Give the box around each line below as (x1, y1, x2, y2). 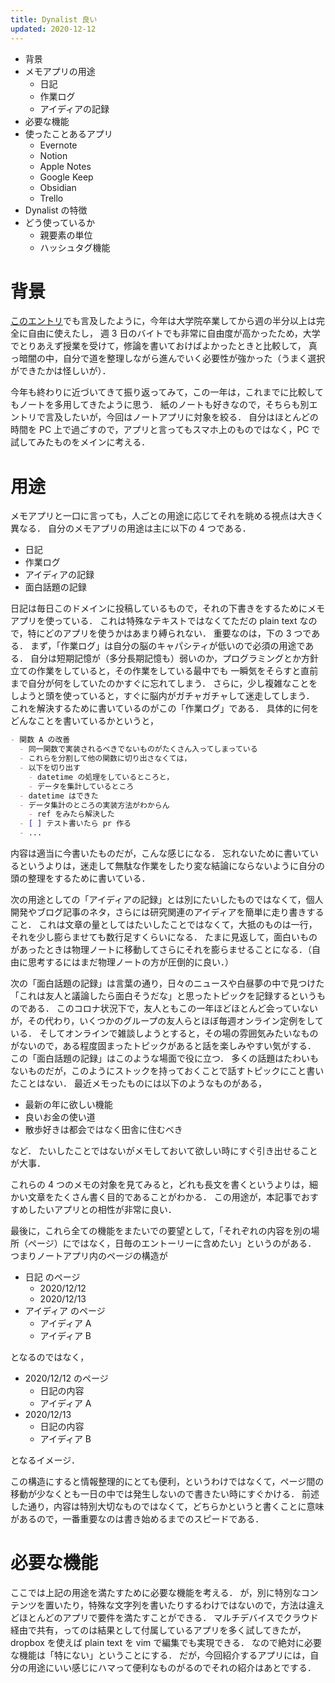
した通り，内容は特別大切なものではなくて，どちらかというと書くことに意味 (10, 1501, 325, 1512)
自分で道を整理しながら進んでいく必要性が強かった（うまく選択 (62, 352, 326, 365)
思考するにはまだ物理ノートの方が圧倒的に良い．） (27, 956, 234, 968)
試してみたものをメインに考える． (10, 436, 151, 448)
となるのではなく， (10, 1351, 90, 1363)
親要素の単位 (39, 229, 93, 241)
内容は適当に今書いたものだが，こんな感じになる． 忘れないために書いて (10, 847, 310, 859)
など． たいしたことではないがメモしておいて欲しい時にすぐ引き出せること (10, 1145, 318, 1156)
